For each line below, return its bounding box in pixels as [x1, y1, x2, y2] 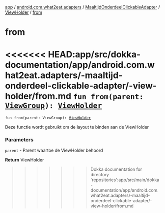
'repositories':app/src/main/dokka [90, 177, 160, 183]
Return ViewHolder [5, 157, 44, 163]
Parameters [5, 136, 33, 143]
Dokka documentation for [90, 166, 142, 172]
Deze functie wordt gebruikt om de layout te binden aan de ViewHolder [5, 124, 149, 130]
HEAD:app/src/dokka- [48, 49, 141, 60]
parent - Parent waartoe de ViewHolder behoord [5, 147, 103, 154]
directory [90, 172, 109, 178]
